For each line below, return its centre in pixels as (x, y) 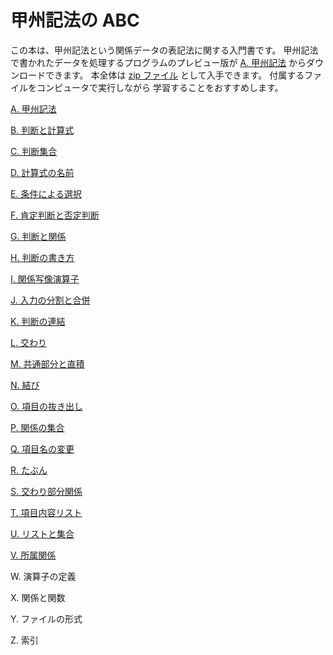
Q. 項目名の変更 (42, 448)
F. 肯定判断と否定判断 (55, 215)
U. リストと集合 (42, 533)
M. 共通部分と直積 (47, 363)
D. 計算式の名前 (42, 172)
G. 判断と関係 (38, 236)
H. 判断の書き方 (42, 257)
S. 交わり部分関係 (46, 491)
